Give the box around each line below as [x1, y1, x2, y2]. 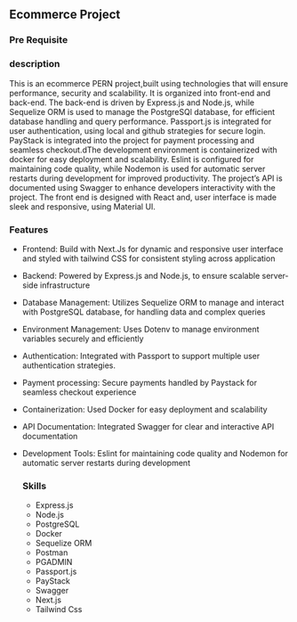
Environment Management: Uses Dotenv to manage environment [21, 323, 260, 334]
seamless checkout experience [21, 387, 137, 397]
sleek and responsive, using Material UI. [9, 201, 156, 212]
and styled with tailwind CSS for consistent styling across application [21, 253, 276, 264]
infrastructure [39, 280, 91, 291]
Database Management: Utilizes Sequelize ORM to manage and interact [21, 297, 285, 307]
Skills [21, 479, 47, 492]
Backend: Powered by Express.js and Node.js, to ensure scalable [21, 270, 261, 281]
